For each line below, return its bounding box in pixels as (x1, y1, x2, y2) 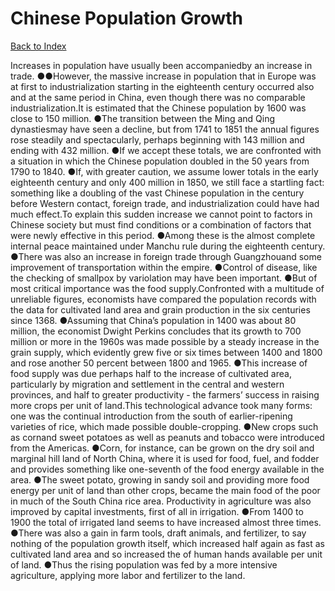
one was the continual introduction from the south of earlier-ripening (10, 410, 293, 422)
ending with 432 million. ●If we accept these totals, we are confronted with (10, 144, 322, 156)
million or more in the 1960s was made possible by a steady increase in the (10, 335, 320, 347)
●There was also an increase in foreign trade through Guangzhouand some (10, 250, 322, 262)
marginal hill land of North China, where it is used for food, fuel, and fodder (10, 452, 320, 464)
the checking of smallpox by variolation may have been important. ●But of (10, 272, 318, 284)
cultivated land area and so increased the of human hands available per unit (10, 548, 323, 560)
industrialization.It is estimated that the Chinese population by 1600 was (10, 102, 307, 114)
